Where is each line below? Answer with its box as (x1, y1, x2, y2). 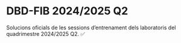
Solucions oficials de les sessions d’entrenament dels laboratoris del (6, 24, 176, 31)
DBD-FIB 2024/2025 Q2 (6, 4, 129, 18)
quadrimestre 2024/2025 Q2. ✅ (6, 30, 86, 37)
